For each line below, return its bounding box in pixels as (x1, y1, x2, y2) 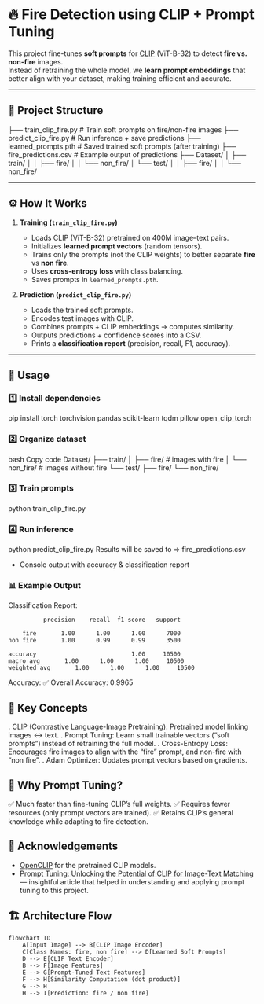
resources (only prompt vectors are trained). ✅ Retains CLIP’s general (8, 808, 234, 818)
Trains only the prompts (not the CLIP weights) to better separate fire (31, 249, 255, 259)
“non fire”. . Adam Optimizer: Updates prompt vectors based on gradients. (8, 756, 247, 765)
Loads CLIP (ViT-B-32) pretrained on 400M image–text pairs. (31, 233, 229, 242)
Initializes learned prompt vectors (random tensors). (31, 241, 203, 251)
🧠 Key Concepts (8, 701, 88, 715)
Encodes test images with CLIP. (31, 313, 134, 323)
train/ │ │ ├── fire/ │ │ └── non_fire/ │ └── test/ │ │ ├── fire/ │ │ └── (8, 158, 242, 167)
